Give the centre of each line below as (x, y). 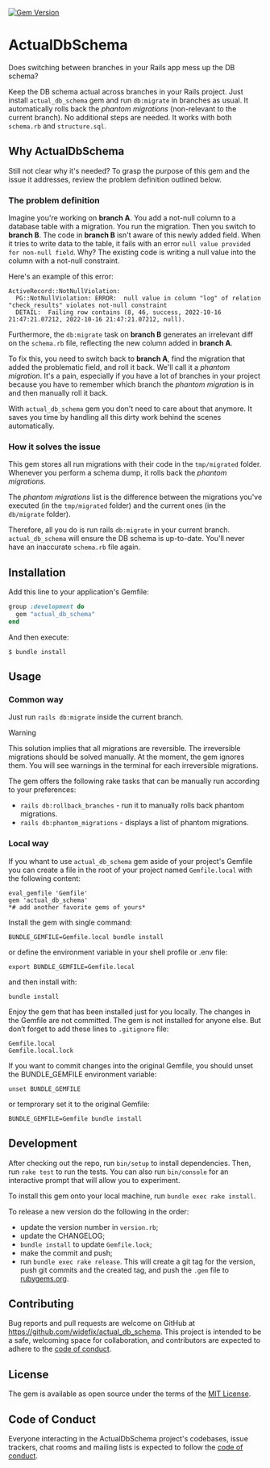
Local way (29, 844)
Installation (37, 572)
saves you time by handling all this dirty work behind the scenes (115, 417)
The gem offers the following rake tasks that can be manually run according (134, 781)
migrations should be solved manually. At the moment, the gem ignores (127, 757)
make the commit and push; (66, 1252)
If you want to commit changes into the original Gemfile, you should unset (131, 1065)
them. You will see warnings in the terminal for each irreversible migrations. (133, 765)
